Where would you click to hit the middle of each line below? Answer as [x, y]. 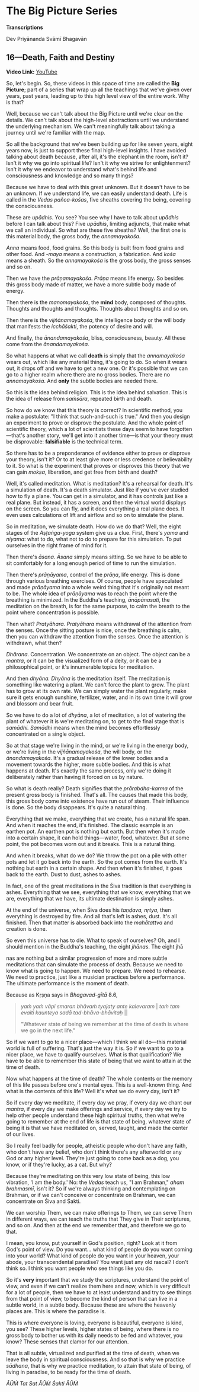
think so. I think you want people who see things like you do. [80, 1268]
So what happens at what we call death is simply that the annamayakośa [96, 355]
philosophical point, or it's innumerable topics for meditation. [80, 667]
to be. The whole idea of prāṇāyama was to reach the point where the [92, 593]
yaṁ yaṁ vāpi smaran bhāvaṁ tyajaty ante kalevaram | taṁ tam [100, 1006]
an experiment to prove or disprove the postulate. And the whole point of [95, 423]
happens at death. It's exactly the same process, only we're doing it [89, 770]
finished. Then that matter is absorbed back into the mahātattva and [90, 922]
